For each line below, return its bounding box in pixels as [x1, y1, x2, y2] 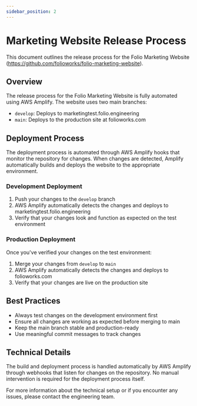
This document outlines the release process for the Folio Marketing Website [6, 54, 190, 61]
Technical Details [6, 347, 71, 357]
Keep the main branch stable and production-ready [14, 324, 139, 331]
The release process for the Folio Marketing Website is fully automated [6, 92, 178, 99]
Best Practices [6, 296, 61, 306]
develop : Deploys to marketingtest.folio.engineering [14, 110, 139, 117]
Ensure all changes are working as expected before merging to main [14, 318, 181, 325]
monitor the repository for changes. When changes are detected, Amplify [6, 155, 184, 162]
